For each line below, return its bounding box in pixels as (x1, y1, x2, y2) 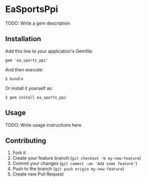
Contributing (5, 136, 46, 145)
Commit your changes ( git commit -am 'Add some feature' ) (12, 160, 137, 166)
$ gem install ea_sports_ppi (5, 95, 66, 100)
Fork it (12, 150, 26, 156)
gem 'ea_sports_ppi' (5, 58, 49, 63)
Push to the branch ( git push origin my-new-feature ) (12, 166, 124, 172)
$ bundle (5, 76, 24, 81)
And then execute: (5, 66, 43, 72)
